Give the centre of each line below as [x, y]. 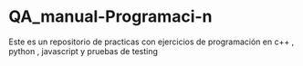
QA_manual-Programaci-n [110, 17]
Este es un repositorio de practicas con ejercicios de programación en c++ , [151, 42]
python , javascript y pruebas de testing [84, 51]
